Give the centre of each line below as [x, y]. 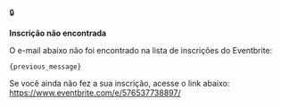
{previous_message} [45, 67]
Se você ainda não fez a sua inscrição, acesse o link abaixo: [120, 83]
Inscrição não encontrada [58, 33]
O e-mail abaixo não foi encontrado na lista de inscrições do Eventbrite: [141, 50]
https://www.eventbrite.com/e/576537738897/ [95, 93]
